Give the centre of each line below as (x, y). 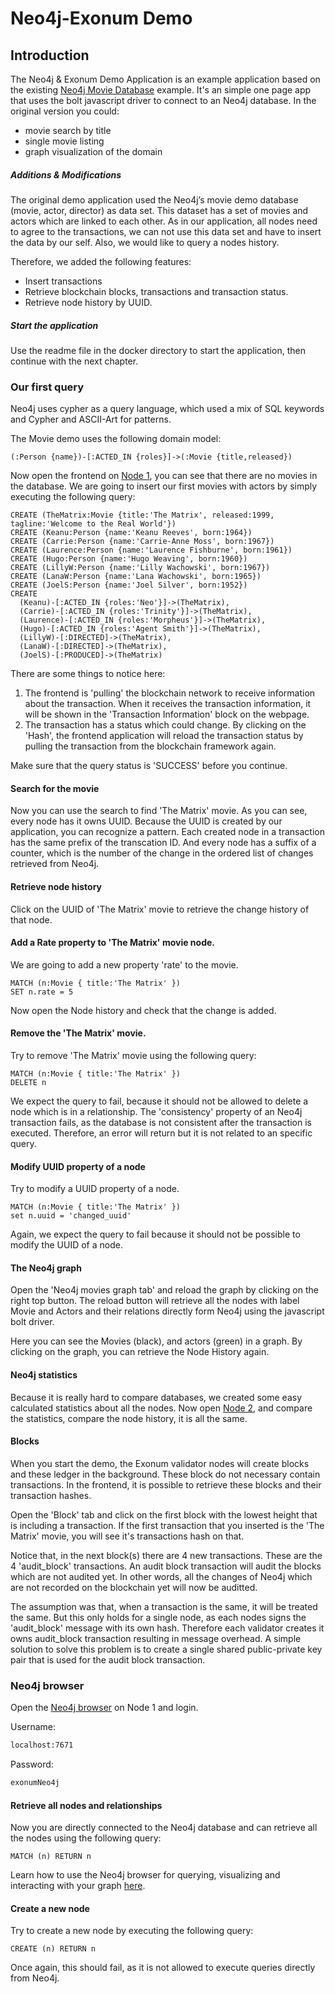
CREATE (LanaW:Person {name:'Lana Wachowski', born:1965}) (136, 577)
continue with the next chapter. (74, 361)
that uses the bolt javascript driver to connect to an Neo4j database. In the (163, 100)
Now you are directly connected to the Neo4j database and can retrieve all (164, 1828)
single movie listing (64, 141)
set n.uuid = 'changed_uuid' (71, 1216)
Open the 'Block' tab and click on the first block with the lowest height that (164, 1514)
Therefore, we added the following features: (101, 261)
